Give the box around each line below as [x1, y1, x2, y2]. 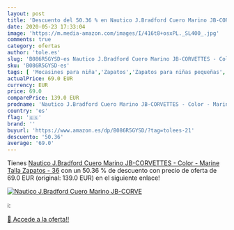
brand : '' [7, 120, 36, 128]
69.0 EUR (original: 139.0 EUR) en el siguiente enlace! [7, 174, 160, 182]
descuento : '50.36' [7, 133, 64, 140]
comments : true [7, 36, 52, 43]
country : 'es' [7, 107, 49, 114]
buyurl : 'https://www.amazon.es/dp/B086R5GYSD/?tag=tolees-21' [7, 127, 195, 134]
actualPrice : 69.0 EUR [7, 75, 73, 82]
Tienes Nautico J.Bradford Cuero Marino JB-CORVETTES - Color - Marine [7, 159, 220, 167]
